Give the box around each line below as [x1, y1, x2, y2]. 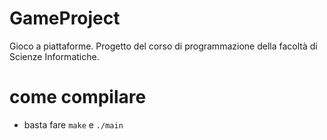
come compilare [9, 86, 147, 109]
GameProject [9, 7, 121, 30]
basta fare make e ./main [23, 118, 124, 131]
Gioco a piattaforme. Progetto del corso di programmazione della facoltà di [9, 40, 318, 52]
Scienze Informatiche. [9, 50, 100, 62]
